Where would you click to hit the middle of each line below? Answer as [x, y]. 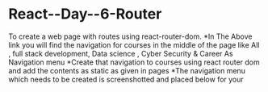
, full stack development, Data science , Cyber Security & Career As [121, 53]
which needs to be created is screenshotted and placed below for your [126, 79]
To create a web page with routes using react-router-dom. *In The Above [130, 36]
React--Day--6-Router [85, 14]
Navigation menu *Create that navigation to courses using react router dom [134, 62]
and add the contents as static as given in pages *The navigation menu [127, 70]
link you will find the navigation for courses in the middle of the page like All [134, 44]
